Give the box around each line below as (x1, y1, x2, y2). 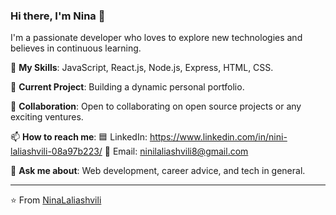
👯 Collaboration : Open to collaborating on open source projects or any (10, 100, 302, 113)
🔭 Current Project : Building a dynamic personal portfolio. (10, 81, 245, 93)
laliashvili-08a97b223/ (10, 145, 103, 158)
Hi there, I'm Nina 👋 (10, 9, 106, 23)
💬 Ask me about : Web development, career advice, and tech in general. (10, 165, 306, 177)
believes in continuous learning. (10, 42, 142, 54)
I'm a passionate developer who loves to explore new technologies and (10, 32, 303, 44)
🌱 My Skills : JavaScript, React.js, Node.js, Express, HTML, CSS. (10, 62, 274, 74)
